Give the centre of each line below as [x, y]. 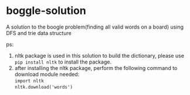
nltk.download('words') [44, 87]
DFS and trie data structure [39, 33]
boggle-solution [46, 11]
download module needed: [47, 74]
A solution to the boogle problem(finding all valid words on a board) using [95, 27]
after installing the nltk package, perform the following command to [96, 68]
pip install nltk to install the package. [63, 62]
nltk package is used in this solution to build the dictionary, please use [99, 55]
